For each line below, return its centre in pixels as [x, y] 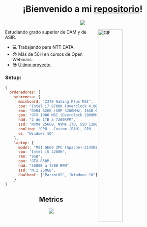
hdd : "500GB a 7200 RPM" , [44, 166]
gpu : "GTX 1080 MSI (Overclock [50, 115]
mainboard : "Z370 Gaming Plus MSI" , [56, 101]
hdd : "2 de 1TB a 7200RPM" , [47, 120]
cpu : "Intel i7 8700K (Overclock [52, 106]
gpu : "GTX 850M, [35, 161]
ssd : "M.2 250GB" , [37, 170]
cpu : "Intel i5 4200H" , [43, 152]
